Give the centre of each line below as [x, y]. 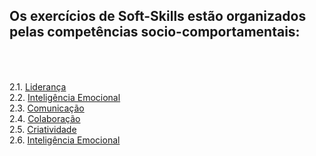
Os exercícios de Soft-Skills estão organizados [158, 16]
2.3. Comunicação [47, 108]
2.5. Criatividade [43, 130]
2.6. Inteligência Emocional [65, 140]
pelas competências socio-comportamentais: [155, 32]
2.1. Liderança [38, 87]
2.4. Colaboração [45, 119]
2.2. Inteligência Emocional [65, 98]
